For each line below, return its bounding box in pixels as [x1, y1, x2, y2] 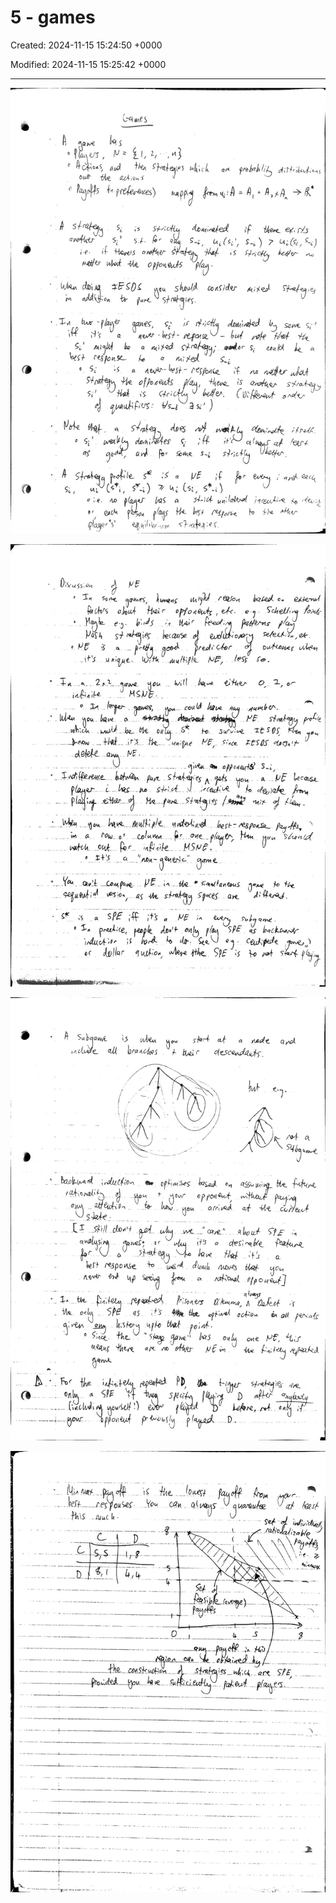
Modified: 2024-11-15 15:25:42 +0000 [10, 58, 167, 70]
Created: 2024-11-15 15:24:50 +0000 [10, 39, 163, 51]
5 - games [10, 6, 96, 29]
